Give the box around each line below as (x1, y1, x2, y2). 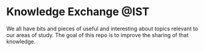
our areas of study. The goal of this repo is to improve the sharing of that (6, 31, 189, 38)
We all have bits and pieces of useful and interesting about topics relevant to (6, 25, 199, 32)
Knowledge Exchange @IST (6, 5, 150, 19)
